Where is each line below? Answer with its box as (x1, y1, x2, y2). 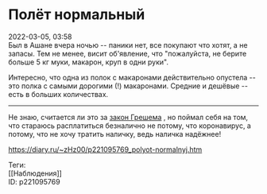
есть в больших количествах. (8, 89, 109, 99)
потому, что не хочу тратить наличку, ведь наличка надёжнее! (8, 129, 222, 138)
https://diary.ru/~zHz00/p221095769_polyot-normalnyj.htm (8, 145, 203, 154)
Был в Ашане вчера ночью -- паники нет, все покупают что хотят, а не (8, 40, 248, 49)
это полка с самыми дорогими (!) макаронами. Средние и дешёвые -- (8, 81, 249, 91)
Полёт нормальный (8, 6, 145, 24)
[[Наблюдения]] (8, 169, 62, 178)
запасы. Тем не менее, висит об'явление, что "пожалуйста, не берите (8, 48, 247, 58)
